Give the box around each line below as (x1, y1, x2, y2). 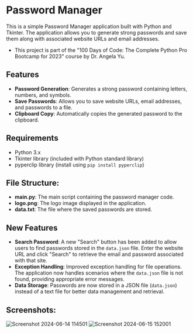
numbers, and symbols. (14, 91, 71, 98)
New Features (6, 223, 58, 233)
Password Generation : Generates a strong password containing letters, (14, 85, 188, 92)
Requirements (6, 133, 58, 143)
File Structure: (6, 178, 60, 188)
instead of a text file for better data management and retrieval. (14, 288, 165, 295)
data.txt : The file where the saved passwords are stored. (14, 206, 152, 213)
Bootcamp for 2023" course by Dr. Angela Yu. (14, 53, 126, 60)
